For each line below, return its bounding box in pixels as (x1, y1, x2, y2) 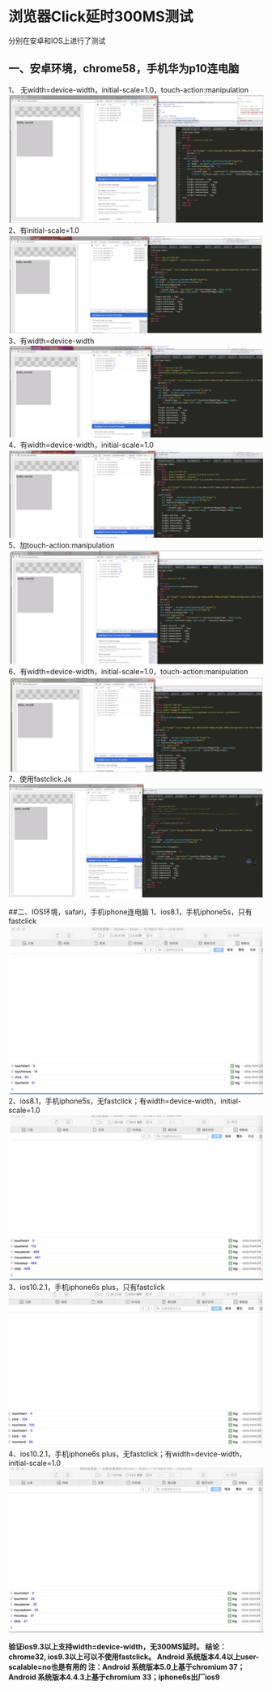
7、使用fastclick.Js (8, 774, 72, 784)
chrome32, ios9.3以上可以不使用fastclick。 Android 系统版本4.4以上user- (8, 1652, 260, 1662)
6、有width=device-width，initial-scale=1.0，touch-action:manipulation (8, 666, 249, 676)
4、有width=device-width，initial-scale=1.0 (8, 440, 154, 450)
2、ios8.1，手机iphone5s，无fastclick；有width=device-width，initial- (8, 1096, 241, 1106)
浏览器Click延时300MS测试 (8, 7, 193, 26)
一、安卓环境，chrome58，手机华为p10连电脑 (8, 62, 240, 75)
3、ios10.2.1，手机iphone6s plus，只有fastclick (8, 1282, 165, 1292)
